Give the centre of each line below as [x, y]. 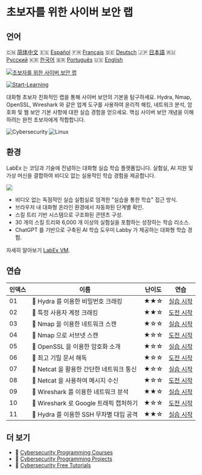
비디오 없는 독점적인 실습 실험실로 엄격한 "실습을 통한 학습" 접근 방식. [96, 199]
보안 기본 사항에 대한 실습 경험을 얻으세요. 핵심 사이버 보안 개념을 [106, 112]
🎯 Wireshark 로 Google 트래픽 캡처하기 [85, 403]
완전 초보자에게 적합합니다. [54, 120]
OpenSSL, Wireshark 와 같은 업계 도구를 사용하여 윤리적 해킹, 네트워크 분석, [96, 104]
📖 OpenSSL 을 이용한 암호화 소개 [77, 346]
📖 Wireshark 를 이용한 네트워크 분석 [80, 392]
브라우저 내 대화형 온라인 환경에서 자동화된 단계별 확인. [79, 207]
